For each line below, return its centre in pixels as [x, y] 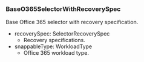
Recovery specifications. [54, 40]
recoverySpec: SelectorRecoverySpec [62, 34]
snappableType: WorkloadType [53, 46]
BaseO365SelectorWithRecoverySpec [63, 9]
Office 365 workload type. [56, 53]
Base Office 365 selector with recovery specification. [72, 22]
